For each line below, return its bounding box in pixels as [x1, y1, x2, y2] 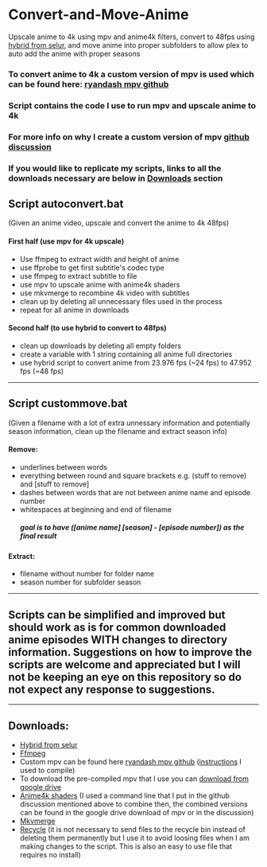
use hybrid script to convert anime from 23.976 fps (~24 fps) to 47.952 [19, 357, 252, 367]
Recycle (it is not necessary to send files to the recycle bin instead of [19, 825, 246, 834]
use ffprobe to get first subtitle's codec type [19, 263, 165, 272]
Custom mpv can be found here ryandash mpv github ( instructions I [19, 757, 242, 767]
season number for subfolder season [19, 577, 141, 587]
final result [19, 531, 57, 541]
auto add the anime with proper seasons [8, 49, 141, 58]
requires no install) [19, 850, 81, 860]
